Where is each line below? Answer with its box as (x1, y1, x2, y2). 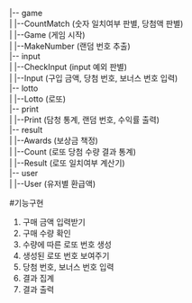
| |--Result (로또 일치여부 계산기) (9, 157, 125, 168)
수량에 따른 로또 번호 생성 (22, 239, 113, 250)
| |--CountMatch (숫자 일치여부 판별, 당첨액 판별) (9, 18, 184, 29)
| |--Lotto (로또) (9, 94, 66, 104)
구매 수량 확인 (22, 228, 71, 238)
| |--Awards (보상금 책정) (9, 135, 99, 146)
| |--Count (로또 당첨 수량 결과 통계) (9, 147, 137, 156)
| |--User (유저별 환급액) (9, 179, 96, 189)
